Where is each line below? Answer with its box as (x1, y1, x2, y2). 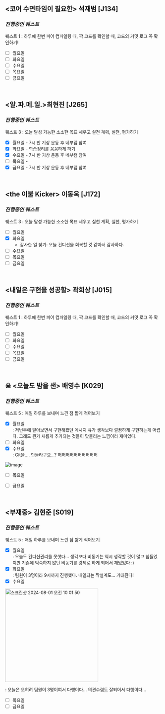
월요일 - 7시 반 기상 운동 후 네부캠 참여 (12, 139, 87, 145)
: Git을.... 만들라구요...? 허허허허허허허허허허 (12, 452, 98, 458)
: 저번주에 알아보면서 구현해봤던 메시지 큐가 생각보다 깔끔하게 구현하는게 (12, 427, 152, 433)
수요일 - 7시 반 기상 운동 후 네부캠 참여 (12, 152, 87, 158)
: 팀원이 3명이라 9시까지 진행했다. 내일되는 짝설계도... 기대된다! (12, 572, 134, 578)
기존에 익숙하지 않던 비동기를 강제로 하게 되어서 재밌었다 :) (21, 559, 135, 566)
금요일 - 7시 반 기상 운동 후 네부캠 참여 (12, 164, 87, 170)
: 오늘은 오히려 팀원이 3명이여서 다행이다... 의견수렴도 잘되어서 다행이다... (5, 686, 146, 693)
